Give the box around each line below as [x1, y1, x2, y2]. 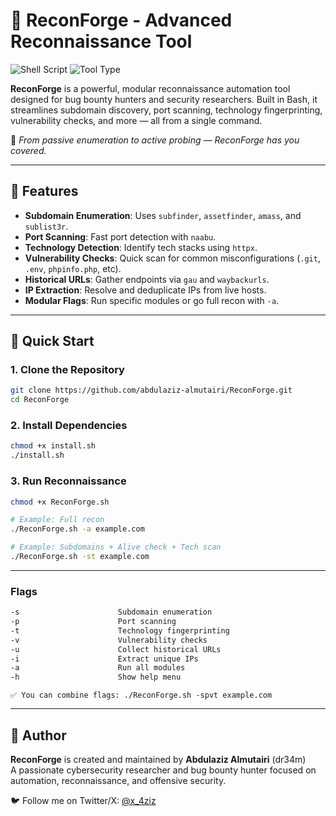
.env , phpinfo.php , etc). [24, 262, 122, 274]
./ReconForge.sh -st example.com [10, 552, 150, 562]
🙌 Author [10, 727, 67, 744]
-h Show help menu [10, 672, 182, 683]
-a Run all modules [10, 663, 186, 673]
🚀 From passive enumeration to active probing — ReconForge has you [10, 134, 300, 146]
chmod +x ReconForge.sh [10, 497, 110, 507]
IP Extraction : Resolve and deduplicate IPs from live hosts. [24, 284, 267, 296]
